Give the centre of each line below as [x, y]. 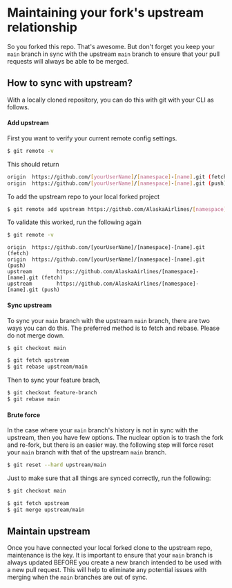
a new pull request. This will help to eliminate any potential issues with [107, 570]
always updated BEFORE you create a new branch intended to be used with [115, 562]
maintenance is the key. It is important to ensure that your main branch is [110, 555]
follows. [18, 107]
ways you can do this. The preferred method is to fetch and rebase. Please [113, 328]
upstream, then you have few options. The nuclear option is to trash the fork [115, 438]
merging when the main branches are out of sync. [77, 577]
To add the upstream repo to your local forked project [84, 196]
